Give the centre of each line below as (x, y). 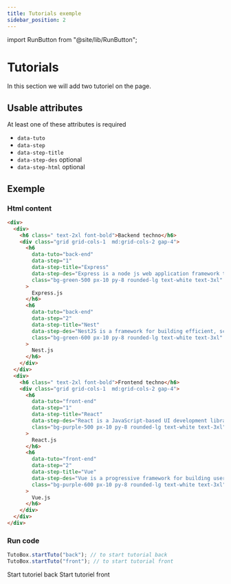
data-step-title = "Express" (70, 268)
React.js (44, 440)
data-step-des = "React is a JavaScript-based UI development (120, 421)
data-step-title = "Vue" (64, 472)
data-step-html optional (51, 167)
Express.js (47, 293)
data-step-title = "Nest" (66, 325)
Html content (30, 208)
